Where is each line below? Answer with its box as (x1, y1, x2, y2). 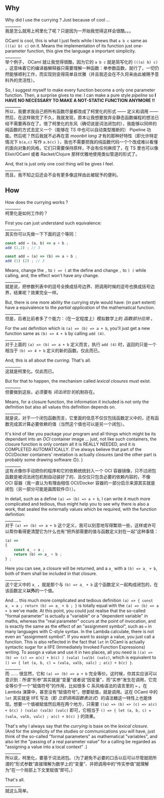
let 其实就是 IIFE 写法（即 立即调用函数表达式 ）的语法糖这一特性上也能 (5, 695, 148, 701)
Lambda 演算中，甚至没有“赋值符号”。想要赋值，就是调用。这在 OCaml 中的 (5, 689, 158, 695)
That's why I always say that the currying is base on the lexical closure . (5, 723, 149, 729)
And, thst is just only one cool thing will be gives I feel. (5, 161, 114, 166)
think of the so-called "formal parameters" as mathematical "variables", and (5, 733, 158, 739)
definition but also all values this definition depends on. (5, 404, 116, 410)
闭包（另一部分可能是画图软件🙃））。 (5, 486, 78, 492)
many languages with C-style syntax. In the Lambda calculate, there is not (5, 628, 154, 634)
